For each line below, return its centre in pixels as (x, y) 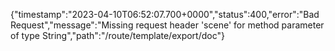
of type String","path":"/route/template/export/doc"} (117, 35)
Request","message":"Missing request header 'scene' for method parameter (167, 25)
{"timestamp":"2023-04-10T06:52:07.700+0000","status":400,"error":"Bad (165, 14)
